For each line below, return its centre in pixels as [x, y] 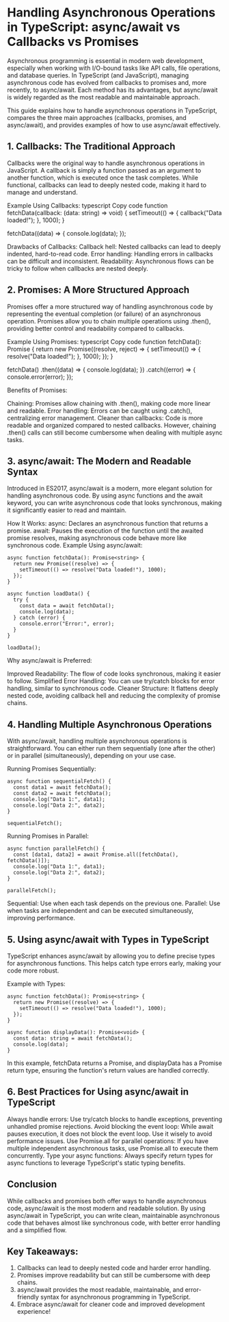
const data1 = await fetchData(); [62, 787]
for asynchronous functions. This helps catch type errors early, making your [114, 963]
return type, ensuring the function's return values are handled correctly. [108, 1070]
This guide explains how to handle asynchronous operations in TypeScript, [112, 110]
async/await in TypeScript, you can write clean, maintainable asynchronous [113, 1215]
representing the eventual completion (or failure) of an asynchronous [104, 314]
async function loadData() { [49, 594]
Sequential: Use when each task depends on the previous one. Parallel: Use [114, 903]
